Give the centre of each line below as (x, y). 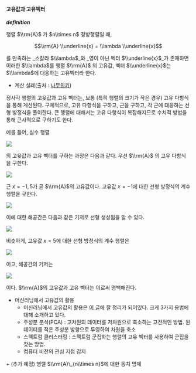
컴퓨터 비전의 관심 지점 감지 (54, 351)
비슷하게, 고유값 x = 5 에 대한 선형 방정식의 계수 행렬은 (68, 241)
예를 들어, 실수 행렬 (28, 133)
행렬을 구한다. (22, 194)
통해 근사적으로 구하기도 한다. (40, 120)
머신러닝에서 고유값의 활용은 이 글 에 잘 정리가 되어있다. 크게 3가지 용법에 (106, 307)
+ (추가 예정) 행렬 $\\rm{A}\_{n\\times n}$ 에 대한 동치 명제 (74, 364)
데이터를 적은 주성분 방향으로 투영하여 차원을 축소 (80, 330)
